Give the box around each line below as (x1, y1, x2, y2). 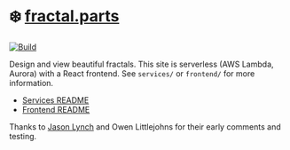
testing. (9, 130, 37, 141)
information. (9, 77, 54, 88)
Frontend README (21, 104, 90, 114)
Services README (21, 94, 90, 106)
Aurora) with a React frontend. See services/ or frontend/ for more (9, 67, 255, 79)
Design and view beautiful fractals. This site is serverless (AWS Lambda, (9, 59, 274, 69)
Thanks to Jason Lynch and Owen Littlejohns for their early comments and (9, 121, 281, 132)
